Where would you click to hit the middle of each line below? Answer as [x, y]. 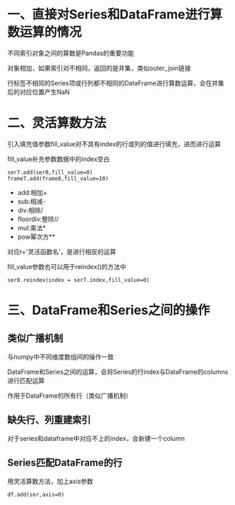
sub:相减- [31, 201]
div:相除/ [30, 210]
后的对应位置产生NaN [38, 92]
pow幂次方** [36, 237]
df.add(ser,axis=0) [36, 494]
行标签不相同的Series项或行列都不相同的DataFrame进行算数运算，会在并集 [116, 83]
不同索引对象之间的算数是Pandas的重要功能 [71, 53]
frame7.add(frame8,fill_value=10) [58, 178]
